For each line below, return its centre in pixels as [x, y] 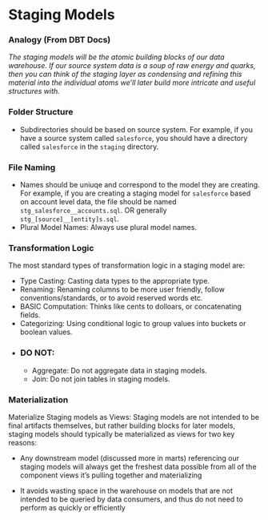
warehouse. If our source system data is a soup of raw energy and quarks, [132, 66]
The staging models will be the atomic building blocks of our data [117, 57]
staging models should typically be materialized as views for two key [122, 433]
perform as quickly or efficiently [72, 507]
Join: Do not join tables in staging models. [101, 379]
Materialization [38, 400]
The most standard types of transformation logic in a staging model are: [127, 265]
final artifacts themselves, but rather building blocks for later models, [122, 425]
